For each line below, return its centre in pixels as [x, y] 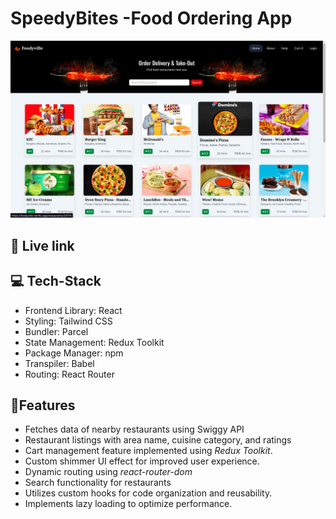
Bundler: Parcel [56, 331]
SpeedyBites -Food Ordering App [151, 18]
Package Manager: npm [74, 353]
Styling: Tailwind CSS [68, 321]
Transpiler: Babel [59, 363]
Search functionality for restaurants [98, 483]
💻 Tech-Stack [56, 281]
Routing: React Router [69, 374]
